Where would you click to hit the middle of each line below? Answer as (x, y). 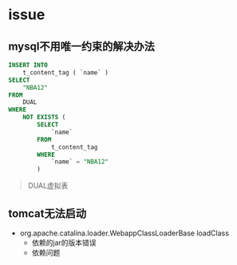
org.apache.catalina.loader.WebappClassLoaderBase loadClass (124, 233)
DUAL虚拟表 (48, 186)
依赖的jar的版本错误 (64, 243)
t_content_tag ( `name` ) (66, 72)
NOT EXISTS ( (44, 118)
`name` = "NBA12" (80, 162)
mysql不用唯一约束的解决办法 (82, 46)
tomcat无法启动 (47, 213)
